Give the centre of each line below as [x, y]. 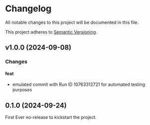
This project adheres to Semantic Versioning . [51, 32]
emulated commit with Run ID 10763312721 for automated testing [79, 84]
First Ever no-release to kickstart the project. [51, 118]
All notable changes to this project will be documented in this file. [72, 22]
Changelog [28, 9]
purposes [22, 90]
